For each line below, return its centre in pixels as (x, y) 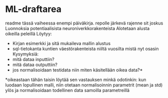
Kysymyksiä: (26, 54)
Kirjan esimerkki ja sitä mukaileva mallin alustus (61, 43)
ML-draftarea (33, 9)
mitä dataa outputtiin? (35, 64)
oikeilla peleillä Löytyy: (29, 33)
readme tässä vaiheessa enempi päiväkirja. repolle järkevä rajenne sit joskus (84, 23)
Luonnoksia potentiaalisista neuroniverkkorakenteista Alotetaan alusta (77, 28)
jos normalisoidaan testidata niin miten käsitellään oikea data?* (77, 70)
